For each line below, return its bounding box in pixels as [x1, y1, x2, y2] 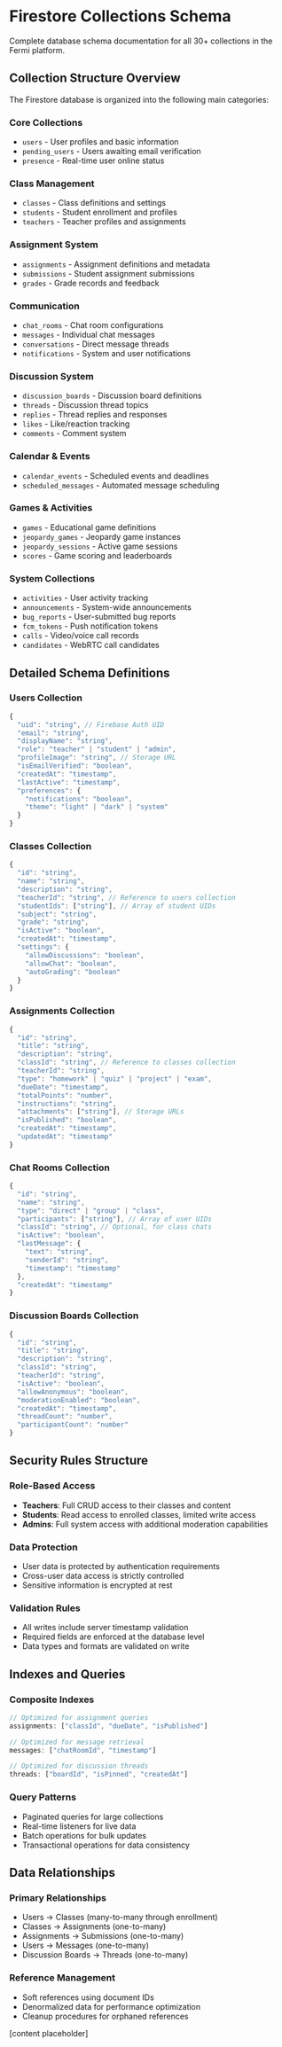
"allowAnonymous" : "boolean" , [17, 1387, 129, 1396]
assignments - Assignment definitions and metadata [21, 259, 211, 270]
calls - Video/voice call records [21, 630, 139, 641]
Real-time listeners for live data [21, 1820, 137, 1832]
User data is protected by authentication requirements [21, 1560, 220, 1571]
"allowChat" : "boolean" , [25, 959, 117, 968]
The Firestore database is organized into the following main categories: [9, 94, 269, 105]
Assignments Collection [9, 1004, 115, 1017]
